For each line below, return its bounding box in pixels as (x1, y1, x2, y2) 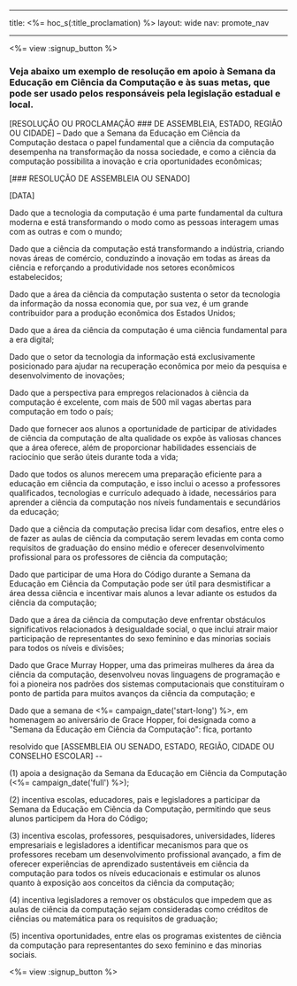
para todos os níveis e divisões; (9, 643, 125, 654)
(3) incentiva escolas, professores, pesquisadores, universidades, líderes (9, 830, 276, 842)
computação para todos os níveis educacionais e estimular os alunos (9, 868, 261, 879)
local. (9, 98, 34, 111)
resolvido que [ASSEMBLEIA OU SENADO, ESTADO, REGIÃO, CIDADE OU (9, 741, 275, 752)
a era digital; (9, 334, 55, 345)
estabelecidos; (9, 272, 64, 283)
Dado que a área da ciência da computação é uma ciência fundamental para (9, 325, 287, 336)
